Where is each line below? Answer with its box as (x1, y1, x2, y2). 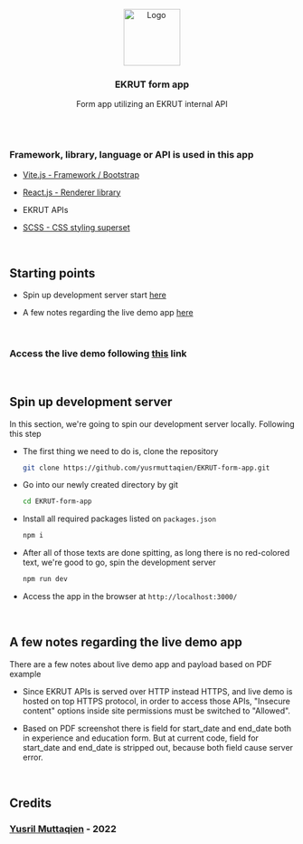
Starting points (9, 266, 96, 281)
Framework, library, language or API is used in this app (9, 149, 254, 161)
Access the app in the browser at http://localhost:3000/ (22, 591, 238, 602)
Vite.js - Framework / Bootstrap (22, 169, 140, 179)
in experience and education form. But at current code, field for (22, 732, 260, 743)
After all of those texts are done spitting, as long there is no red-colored (22, 548, 290, 558)
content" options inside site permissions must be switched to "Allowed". (22, 705, 291, 716)
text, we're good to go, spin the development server (22, 557, 217, 568)
